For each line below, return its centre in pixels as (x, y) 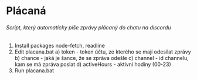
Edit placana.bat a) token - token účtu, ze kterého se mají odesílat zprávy (103, 52)
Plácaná (26, 11)
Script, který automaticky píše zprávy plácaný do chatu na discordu (89, 27)
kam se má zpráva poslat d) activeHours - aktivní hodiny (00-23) (93, 64)
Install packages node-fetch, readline (60, 46)
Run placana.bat (34, 71)
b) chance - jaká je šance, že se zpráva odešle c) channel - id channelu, (101, 58)
